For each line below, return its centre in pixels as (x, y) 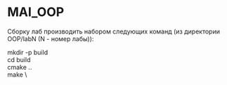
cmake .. (20, 67)
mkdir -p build (27, 52)
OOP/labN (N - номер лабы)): (51, 38)
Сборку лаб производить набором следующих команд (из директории (113, 31)
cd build (19, 59)
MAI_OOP (36, 12)
